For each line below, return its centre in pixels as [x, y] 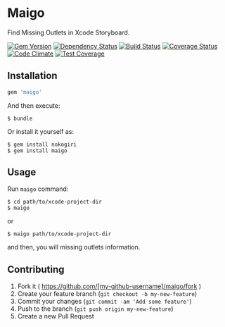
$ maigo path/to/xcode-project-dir [59, 234]
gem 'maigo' [25, 92]
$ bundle [20, 118]
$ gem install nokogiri [42, 144]
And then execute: [34, 105]
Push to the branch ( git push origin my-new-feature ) [95, 309]
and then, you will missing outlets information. [74, 247]
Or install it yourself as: [40, 131]
